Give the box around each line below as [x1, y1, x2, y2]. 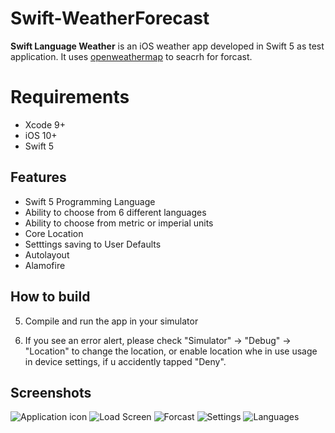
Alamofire [24, 259, 66, 271]
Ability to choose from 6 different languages [24, 206, 207, 218]
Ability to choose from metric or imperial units [24, 217, 214, 229]
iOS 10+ [24, 129, 58, 141]
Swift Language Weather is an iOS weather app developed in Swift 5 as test [10, 40, 325, 52]
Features [10, 169, 67, 186]
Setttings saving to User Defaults [24, 238, 162, 250]
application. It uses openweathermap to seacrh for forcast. [10, 50, 253, 62]
